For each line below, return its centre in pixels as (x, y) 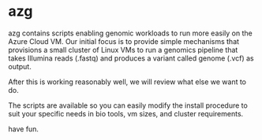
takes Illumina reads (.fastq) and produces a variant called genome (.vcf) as (131, 58)
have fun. (24, 129)
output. (20, 66)
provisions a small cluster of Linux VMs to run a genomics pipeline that (123, 50)
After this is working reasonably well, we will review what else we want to (127, 82)
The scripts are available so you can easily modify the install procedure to (128, 105)
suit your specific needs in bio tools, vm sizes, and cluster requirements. (126, 113)
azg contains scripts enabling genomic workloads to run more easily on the (130, 33)
